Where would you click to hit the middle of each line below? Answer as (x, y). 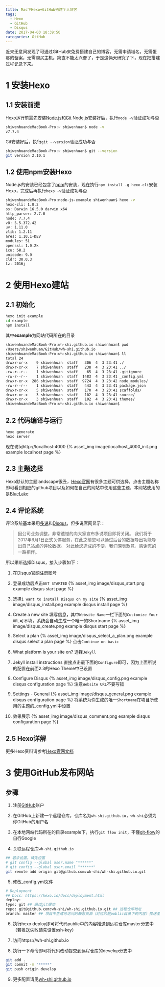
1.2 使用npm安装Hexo (39, 172)
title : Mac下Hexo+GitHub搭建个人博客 (41, 10)
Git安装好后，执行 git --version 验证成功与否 (51, 141)
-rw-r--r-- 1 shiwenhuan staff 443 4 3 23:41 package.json (76, 385)
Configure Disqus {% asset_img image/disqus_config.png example (80, 678)
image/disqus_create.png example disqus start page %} (69, 626)
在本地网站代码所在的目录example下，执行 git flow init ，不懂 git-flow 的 (86, 832)
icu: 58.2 (16, 250)
